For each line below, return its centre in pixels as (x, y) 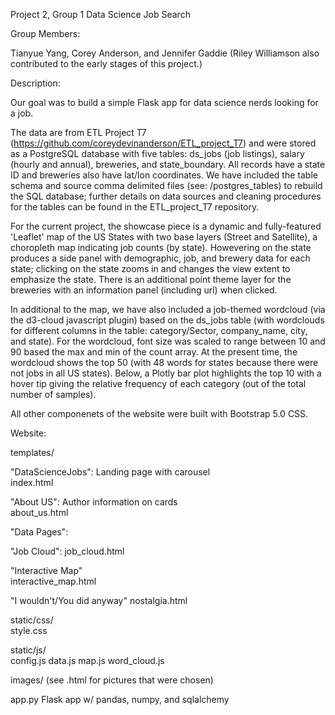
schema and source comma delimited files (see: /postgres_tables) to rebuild (166, 185)
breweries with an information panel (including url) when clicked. (144, 290)
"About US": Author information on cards (94, 502)
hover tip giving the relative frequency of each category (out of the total (158, 383)
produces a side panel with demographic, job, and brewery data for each (160, 258)
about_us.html (39, 512)
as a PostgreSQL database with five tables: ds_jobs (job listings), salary (157, 153)
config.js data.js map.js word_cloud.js (87, 660)
